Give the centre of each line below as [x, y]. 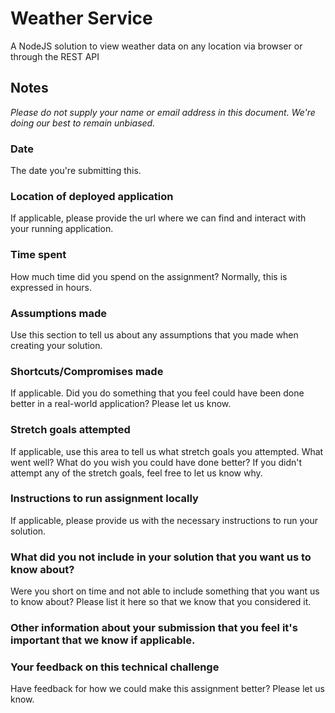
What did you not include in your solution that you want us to [161, 557]
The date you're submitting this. [76, 171]
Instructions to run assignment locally [104, 499]
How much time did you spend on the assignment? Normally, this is [149, 276]
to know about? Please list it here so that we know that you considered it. [161, 602]
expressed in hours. [51, 287]
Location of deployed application [92, 196]
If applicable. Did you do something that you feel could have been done [157, 393]
